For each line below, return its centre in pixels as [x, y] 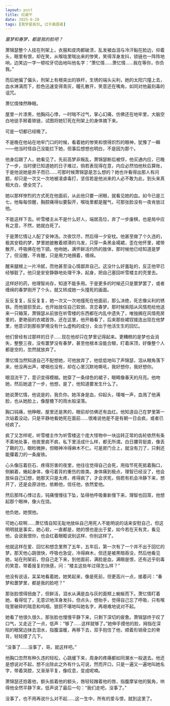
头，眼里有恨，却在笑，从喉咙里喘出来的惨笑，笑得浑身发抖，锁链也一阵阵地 [85, 56]
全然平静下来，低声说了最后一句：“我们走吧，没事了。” [70, 688]
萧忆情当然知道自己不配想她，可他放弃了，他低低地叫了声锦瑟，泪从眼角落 [83, 360]
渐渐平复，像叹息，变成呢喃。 [71, 671]
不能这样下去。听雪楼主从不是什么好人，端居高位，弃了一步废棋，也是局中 [83, 219]
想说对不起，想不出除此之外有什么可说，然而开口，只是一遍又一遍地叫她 [85, 664]
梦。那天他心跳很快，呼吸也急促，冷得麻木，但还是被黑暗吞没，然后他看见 [83, 553]
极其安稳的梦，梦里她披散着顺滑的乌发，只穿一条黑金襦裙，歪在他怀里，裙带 [85, 243]
